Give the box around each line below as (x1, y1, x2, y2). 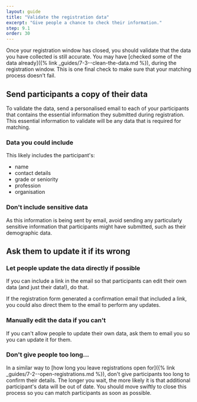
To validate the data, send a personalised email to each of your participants (6, 105, 189, 112)
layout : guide (6, 8, 41, 15)
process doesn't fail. (6, 72, 56, 79)
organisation (14, 189, 45, 196)
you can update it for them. (6, 336, 72, 343)
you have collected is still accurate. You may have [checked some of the (6, 53, 182, 60)
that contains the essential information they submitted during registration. (6, 111, 185, 118)
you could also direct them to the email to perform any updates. (6, 301, 161, 309)
